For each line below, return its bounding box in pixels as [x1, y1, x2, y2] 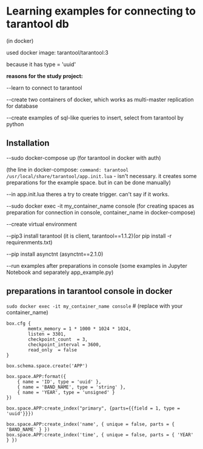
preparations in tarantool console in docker [6, 286, 173, 296]
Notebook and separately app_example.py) [6, 268, 114, 276]
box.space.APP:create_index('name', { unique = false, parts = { [6, 421, 175, 427]
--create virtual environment [6, 220, 77, 228]
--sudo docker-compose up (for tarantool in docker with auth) [6, 154, 162, 161]
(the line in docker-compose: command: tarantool [6, 165, 129, 173]
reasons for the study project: [6, 72, 84, 79]
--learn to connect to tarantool [6, 84, 82, 91]
